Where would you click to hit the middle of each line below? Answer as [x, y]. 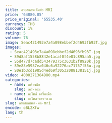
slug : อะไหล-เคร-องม [33, 98]
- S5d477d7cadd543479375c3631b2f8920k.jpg [55, 61]
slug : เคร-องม [27, 89]
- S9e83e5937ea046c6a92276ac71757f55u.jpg [55, 66]
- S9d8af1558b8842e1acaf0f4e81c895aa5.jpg [55, 56]
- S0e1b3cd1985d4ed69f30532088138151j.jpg [55, 71]
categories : [18, 80]
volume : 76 [17, 38]
